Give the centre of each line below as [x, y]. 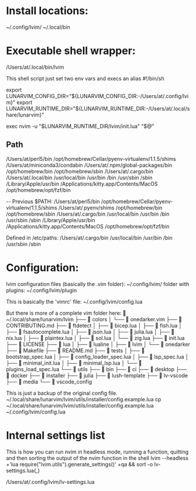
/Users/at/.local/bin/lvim [35, 67]
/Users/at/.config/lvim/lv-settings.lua [50, 482]
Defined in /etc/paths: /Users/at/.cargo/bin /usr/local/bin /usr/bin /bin [89, 238]
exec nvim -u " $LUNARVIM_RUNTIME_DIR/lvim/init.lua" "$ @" [80, 126]
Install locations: [47, 11]
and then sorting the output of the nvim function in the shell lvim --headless [97, 458]
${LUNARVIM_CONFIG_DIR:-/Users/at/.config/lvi [130, 96]
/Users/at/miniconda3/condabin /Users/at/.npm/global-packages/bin [89, 165]
